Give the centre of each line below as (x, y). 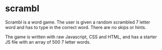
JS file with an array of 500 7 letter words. (48, 42)
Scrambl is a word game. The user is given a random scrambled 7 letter (78, 22)
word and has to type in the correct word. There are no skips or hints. (76, 27)
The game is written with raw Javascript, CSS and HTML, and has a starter (81, 37)
